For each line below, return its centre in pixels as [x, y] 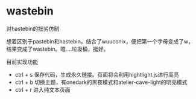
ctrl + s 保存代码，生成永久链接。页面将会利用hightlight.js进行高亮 [97, 74]
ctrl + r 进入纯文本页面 [43, 89]
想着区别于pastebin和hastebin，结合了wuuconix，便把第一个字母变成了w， [100, 41]
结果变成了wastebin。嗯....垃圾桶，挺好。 [58, 49]
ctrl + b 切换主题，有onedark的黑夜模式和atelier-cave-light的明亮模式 [101, 82]
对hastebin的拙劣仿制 [33, 28]
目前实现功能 [22, 62]
